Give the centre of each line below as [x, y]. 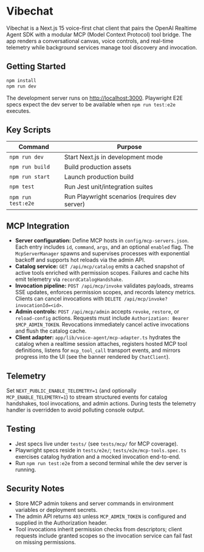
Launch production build [99, 177]
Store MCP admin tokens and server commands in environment [94, 503]
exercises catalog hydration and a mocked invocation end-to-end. [98, 457]
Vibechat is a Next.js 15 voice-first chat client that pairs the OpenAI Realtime [102, 28]
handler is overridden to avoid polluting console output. [75, 410]
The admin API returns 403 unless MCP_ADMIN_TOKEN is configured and [100, 516]
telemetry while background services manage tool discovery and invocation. [102, 47]
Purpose [130, 147]
